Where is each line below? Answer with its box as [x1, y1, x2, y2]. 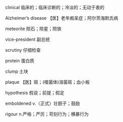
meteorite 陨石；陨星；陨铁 [5, 26, 62, 32]
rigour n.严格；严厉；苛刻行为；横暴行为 [5, 111, 89, 117]
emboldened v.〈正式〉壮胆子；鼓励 [5, 100, 80, 106]
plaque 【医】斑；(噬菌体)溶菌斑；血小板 [5, 79, 90, 85]
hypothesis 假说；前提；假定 [5, 90, 65, 95]
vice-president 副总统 [5, 37, 50, 42]
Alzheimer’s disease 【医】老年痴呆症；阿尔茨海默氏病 [5, 15, 118, 21]
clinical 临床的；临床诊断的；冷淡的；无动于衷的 [5, 5, 104, 10]
